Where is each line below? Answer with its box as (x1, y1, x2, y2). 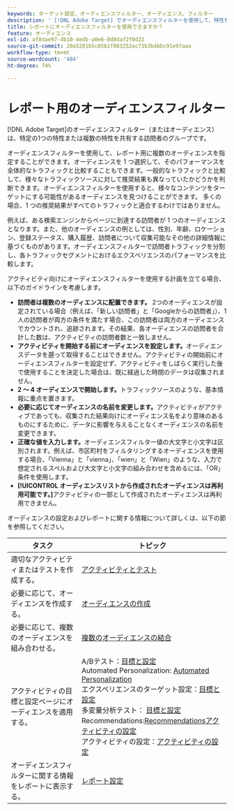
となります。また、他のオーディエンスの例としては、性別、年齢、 (7, 224, 195, 233)
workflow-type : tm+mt (7, 50, 70, 57)
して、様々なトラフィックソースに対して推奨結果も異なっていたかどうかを (7, 175, 219, 183)
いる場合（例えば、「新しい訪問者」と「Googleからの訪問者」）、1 (41, 307, 227, 315)
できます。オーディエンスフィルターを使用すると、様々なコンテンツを (13, 183, 214, 192)
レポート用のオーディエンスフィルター (7, 101, 226, 116)
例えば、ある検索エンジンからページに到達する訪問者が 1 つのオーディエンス (7, 216, 226, 224)
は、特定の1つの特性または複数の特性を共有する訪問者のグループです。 (7, 133, 210, 142)
